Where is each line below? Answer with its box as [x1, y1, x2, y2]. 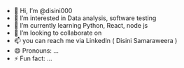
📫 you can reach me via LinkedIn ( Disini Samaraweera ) [13, 37, 178, 44]
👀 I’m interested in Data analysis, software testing [13, 14, 157, 22]
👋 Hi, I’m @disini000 [13, 7, 73, 15]
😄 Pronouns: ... [13, 46, 59, 55]
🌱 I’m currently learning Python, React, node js [13, 22, 148, 29]
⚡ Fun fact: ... [13, 54, 52, 62]
